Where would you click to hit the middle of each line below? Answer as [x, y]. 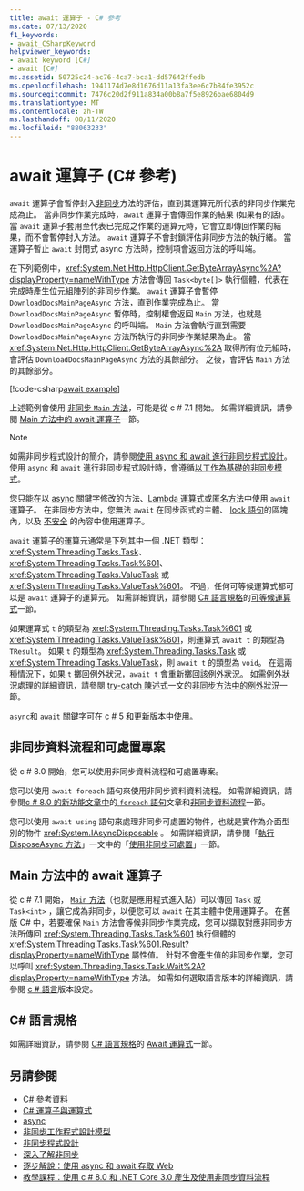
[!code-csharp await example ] [65, 388]
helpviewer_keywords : [51, 52]
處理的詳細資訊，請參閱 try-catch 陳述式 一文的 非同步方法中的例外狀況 [148, 685]
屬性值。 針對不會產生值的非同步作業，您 [208, 955]
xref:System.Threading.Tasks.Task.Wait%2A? [120, 966]
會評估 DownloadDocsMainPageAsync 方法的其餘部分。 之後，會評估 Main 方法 [150, 359]
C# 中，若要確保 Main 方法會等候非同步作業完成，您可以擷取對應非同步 [152, 922]
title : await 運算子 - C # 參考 [65, 18]
